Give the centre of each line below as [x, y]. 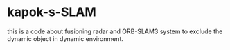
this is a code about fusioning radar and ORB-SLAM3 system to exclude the [115, 31]
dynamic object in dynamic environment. [65, 38]
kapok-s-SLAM [52, 12]
